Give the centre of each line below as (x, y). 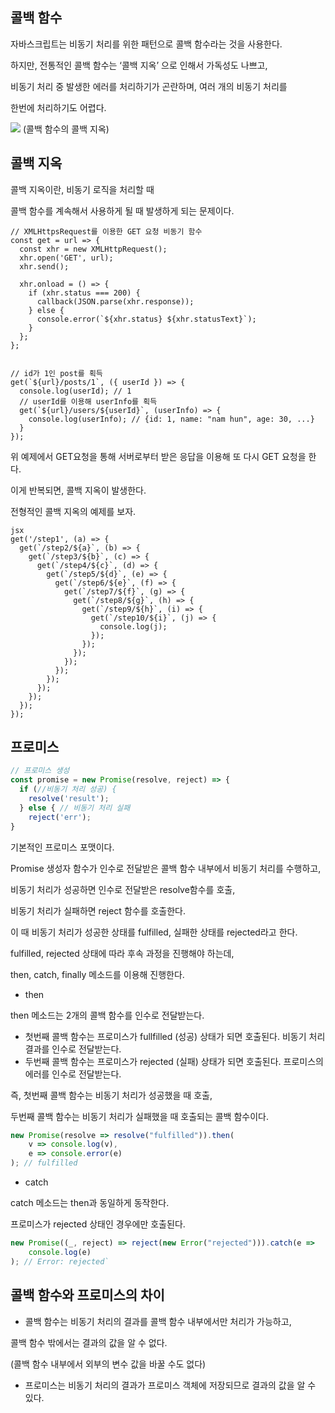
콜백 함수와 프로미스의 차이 (87, 1295)
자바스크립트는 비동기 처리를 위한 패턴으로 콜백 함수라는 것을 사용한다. (146, 44)
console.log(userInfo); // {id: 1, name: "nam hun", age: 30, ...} (171, 419)
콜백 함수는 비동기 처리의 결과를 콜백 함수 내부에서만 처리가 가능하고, (158, 1321)
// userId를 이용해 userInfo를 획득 (88, 401)
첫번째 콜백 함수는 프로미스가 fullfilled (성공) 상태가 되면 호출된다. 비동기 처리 (175, 1036)
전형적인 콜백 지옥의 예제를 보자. (73, 511)
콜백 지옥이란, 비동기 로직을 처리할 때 (82, 189)
